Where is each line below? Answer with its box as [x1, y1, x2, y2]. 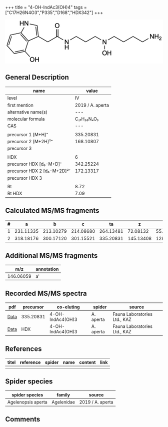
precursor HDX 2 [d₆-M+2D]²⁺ [7, 168, 71, 174]
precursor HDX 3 [7, 175, 42, 181]
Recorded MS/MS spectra [5, 289, 87, 297]
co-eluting [56, 304, 80, 310]
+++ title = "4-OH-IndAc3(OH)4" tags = [5, 5, 87, 10]
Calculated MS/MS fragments [5, 206, 99, 215]
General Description [5, 73, 69, 82]
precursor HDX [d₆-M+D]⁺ [7, 161, 62, 167]
